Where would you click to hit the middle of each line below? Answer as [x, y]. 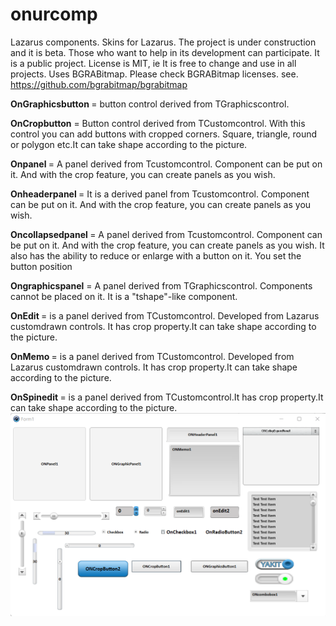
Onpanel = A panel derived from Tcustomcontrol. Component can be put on [166, 164]
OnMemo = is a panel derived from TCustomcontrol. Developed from [152, 356]
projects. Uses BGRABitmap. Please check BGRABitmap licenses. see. [154, 74]
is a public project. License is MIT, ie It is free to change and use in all [153, 63]
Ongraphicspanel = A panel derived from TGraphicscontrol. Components [161, 285]
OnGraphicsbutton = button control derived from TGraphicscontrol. [150, 104]
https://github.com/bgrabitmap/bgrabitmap [99, 84]
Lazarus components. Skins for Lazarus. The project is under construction [163, 42]
